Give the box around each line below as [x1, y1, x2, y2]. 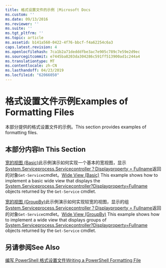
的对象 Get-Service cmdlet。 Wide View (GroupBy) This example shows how [5, 211, 160, 217]
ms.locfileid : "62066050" [5, 73, 59, 78]
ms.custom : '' [5, 12, 35, 17]
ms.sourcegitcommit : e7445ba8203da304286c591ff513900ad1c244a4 [5, 54, 140, 59]
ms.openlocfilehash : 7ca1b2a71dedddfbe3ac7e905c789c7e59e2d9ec [5, 49, 140, 54]
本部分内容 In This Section [5, 145, 86, 154]
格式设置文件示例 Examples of [5, 96, 128, 107]
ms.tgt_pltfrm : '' [5, 31, 44, 36]
